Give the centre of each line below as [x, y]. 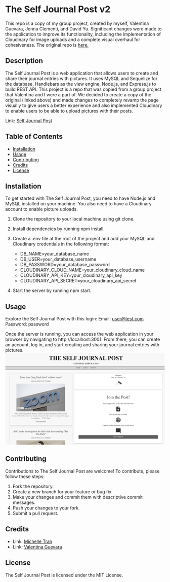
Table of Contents [34, 137]
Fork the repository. [33, 486]
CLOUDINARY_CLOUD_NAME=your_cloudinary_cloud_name [82, 270]
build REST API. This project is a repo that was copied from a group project [83, 89]
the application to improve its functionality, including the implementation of [83, 34]
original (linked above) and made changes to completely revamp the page [82, 100]
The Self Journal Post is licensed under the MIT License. [64, 575]
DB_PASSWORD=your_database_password [65, 265]
